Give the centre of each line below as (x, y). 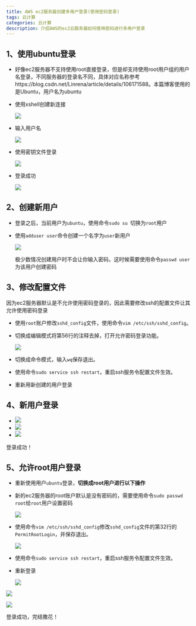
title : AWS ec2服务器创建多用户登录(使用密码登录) (63, 12)
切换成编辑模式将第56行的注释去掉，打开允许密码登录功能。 (88, 335)
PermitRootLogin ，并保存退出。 (53, 534)
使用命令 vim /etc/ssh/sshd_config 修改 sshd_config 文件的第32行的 (96, 527)
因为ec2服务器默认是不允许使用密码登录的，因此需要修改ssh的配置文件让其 (98, 303)
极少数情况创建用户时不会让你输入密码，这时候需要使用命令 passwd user (102, 259)
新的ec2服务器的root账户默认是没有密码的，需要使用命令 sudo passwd (99, 496)
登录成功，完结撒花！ (32, 617)
